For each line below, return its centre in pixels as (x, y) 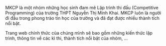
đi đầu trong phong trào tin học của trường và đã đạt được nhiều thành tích (82, 18)
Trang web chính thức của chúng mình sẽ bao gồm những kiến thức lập (79, 33)
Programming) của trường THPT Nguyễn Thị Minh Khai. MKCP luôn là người (83, 13)
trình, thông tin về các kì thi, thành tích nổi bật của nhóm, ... (66, 38)
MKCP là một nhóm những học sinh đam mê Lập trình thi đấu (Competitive (82, 8)
